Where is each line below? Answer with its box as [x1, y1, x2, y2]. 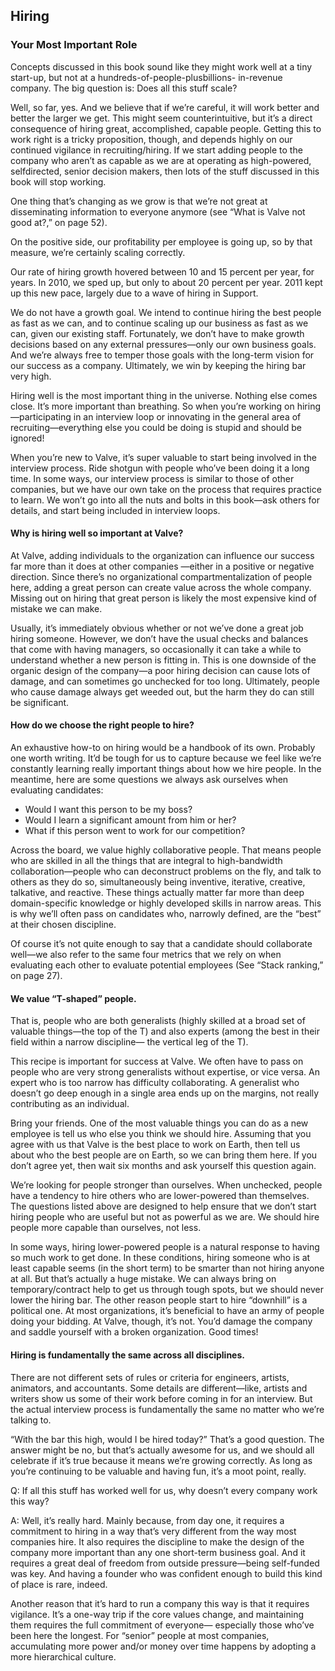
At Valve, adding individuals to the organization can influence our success [10, 549, 315, 561]
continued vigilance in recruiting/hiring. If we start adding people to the [10, 144, 303, 156]
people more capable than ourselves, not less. [10, 1222, 202, 1234]
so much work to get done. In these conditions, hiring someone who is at [10, 1252, 311, 1264]
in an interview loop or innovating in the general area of [73, 410, 302, 423]
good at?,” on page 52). [10, 216, 108, 228]
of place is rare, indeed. [10, 1578, 108, 1590]
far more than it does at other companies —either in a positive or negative [10, 560, 315, 572]
